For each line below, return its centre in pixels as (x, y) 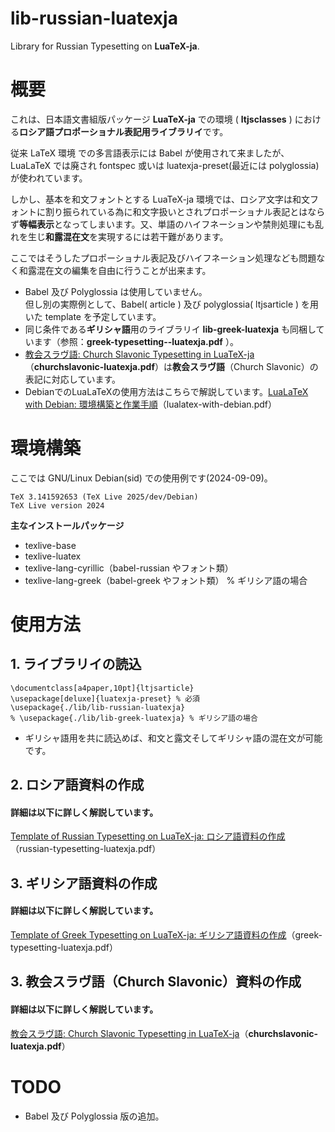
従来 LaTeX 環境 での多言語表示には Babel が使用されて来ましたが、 (150, 153)
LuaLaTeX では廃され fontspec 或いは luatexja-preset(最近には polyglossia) (165, 165)
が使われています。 (49, 178)
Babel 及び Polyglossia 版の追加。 (94, 1116)
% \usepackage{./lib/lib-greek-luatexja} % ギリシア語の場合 (134, 718)
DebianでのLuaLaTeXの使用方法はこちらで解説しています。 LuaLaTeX (166, 391)
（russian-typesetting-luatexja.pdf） (86, 849)
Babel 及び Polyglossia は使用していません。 (116, 291)
